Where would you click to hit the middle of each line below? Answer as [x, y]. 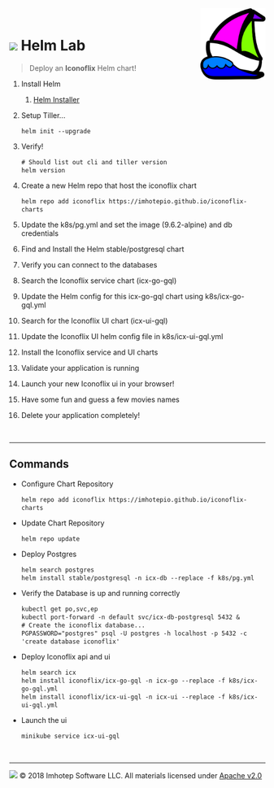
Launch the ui [44, 720]
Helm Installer [56, 99]
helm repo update [50, 539]
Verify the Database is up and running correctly [100, 593]
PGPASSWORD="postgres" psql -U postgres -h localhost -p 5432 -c [134, 633]
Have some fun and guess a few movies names [100, 399]
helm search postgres [57, 570]
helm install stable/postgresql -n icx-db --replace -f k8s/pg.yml [137, 578]
